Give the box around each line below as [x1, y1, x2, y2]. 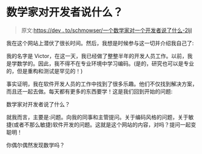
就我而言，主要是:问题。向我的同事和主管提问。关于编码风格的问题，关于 [6, 113, 189, 121]
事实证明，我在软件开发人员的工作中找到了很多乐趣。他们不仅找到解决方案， [6, 80, 198, 88]
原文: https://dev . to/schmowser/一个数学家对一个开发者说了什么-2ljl [21, 27, 192, 34]
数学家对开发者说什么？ [6, 5, 124, 19]
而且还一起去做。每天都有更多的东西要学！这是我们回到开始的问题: [6, 88, 173, 95]
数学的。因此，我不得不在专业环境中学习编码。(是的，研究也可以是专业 [16, 60, 195, 67]
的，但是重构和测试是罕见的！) [6, 67, 83, 74]
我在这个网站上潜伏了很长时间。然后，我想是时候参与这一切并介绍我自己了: [6, 39, 194, 47]
